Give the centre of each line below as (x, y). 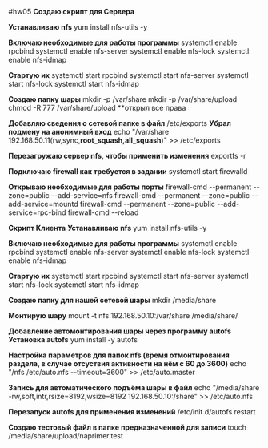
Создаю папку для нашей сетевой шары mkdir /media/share (112, 300)
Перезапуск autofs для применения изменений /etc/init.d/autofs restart (132, 412)
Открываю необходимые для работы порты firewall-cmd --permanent (130, 187)
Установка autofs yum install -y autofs (73, 339)
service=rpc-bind (37, 212)
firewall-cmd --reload (103, 212)
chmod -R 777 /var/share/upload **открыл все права (97, 108)
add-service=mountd (43, 204)
